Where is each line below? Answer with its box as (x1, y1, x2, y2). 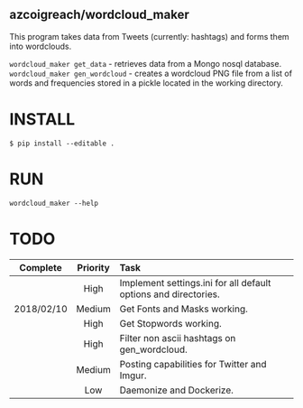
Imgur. (119, 369, 147, 382)
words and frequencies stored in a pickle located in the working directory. (9, 77, 284, 88)
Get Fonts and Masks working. (119, 302, 248, 315)
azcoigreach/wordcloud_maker (9, 7, 189, 23)
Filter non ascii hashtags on (119, 331, 236, 344)
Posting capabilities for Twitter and (119, 357, 267, 370)
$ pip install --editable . (9, 139, 115, 148)
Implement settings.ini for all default (119, 276, 271, 289)
